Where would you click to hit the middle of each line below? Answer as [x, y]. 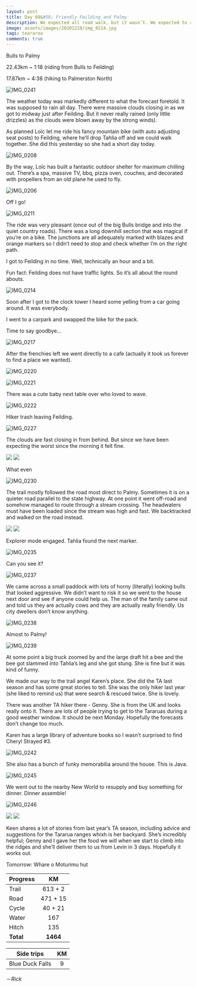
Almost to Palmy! [26, 634]
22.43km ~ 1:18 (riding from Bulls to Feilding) [60, 67]
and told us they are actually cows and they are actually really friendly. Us [95, 605]
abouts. [15, 279]
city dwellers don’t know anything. [47, 612]
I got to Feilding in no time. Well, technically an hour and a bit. [80, 261]
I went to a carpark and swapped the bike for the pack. [72, 319]
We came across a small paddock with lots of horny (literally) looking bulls [96, 586]
